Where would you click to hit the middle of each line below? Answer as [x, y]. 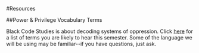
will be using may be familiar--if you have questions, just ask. [81, 44]
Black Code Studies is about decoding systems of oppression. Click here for [100, 31]
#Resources [21, 9]
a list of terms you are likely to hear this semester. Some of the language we [99, 37]
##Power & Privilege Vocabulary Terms [54, 20]
